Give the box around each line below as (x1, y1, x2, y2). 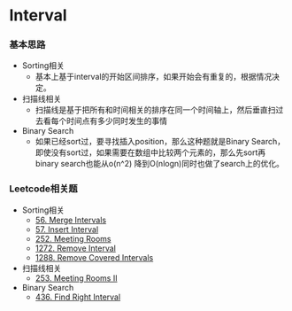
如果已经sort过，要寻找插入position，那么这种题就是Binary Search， (35, 136, 286, 147)
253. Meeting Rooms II (35, 272, 118, 284)
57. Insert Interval (35, 223, 99, 235)
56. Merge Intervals (35, 214, 107, 225)
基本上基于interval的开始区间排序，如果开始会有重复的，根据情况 (35, 72, 273, 82)
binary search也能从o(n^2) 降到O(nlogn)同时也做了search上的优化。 (35, 159, 285, 169)
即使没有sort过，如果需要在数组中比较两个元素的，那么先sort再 (35, 147, 266, 158)
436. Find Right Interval (35, 292, 121, 302)
